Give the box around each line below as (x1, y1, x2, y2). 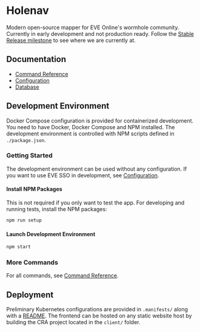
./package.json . (6, 136, 47, 143)
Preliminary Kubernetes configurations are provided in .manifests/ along (6, 306, 188, 313)
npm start (6, 244, 32, 250)
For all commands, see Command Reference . (6, 272, 119, 279)
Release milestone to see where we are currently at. (6, 36, 136, 44)
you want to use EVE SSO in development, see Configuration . (6, 171, 159, 179)
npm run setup (6, 217, 42, 223)
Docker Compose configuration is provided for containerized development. (6, 117, 194, 124)
